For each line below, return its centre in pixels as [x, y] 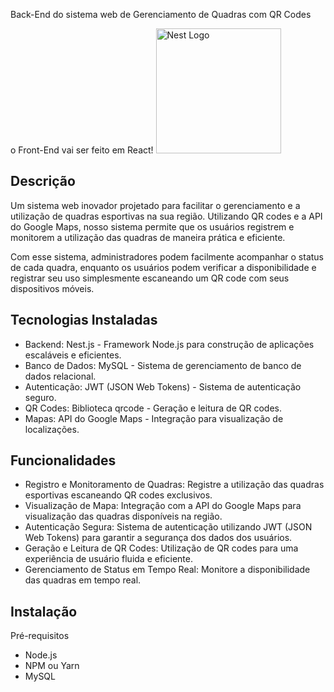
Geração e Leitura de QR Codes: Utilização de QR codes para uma [161, 548]
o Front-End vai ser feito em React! [82, 150]
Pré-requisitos [40, 636]
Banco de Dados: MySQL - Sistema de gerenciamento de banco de [163, 365]
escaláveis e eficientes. [73, 355]
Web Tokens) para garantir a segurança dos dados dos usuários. [158, 538]
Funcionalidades [63, 460]
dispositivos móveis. [52, 288]
